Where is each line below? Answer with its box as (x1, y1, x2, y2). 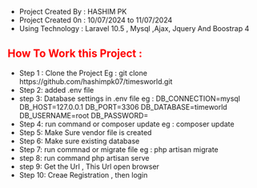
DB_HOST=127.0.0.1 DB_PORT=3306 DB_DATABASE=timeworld (18, 102, 227, 111)
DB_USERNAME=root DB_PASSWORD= (18, 110, 149, 120)
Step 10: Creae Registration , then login (18, 170, 148, 179)
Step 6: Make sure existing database (18, 136, 140, 146)
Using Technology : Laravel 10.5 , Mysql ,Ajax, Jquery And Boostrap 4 (18, 24, 250, 33)
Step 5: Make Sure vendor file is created (18, 127, 152, 137)
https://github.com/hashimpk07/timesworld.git (18, 76, 173, 86)
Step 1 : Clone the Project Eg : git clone (18, 68, 147, 78)
